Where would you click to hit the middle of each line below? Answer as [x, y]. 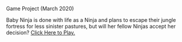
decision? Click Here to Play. [41, 33]
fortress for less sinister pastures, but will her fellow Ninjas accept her [91, 26]
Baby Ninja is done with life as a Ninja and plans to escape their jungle [91, 20]
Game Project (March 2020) [40, 9]
